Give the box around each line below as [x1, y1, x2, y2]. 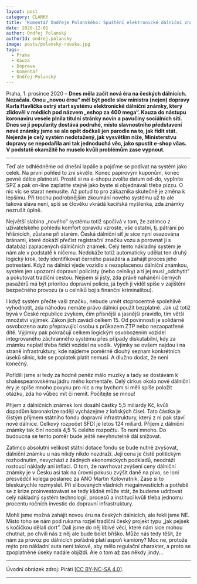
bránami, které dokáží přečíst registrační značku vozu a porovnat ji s [6, 237, 171, 244]
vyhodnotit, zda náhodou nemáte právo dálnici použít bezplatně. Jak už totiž [6, 304, 191, 311]
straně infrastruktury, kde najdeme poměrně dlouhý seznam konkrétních [6, 348, 181, 355]
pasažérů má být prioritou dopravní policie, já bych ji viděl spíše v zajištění [6, 280, 186, 287]
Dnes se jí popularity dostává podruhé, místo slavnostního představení [6, 121, 182, 128]
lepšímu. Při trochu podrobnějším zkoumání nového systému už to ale [6, 194, 175, 201]
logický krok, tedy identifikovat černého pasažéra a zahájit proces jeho [6, 256, 177, 263]
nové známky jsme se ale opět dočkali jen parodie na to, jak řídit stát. [6, 127, 177, 135]
